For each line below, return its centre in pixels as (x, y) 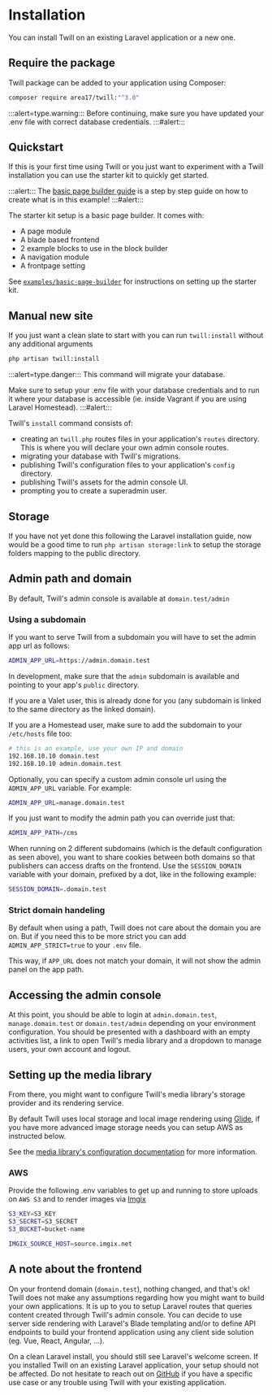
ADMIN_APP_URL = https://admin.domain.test (80, 661)
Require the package (62, 63)
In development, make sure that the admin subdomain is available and (124, 676)
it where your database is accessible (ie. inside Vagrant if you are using (128, 399)
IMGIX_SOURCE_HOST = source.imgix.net (70, 1244)
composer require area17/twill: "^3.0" (74, 98)
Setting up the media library (80, 1075)
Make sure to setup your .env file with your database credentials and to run (134, 390)
